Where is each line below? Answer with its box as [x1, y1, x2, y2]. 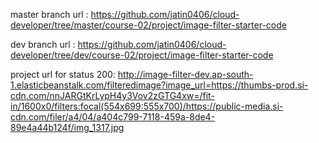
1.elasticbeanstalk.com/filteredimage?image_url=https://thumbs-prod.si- [10, 79, 309, 91]
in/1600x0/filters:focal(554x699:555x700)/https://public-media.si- [10, 100, 284, 112]
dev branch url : [10, 39, 76, 50]
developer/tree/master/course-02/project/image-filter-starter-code [10, 19, 287, 31]
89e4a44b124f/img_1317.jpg [10, 122, 125, 133]
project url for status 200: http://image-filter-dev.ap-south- [10, 69, 254, 80]
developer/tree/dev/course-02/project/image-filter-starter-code [10, 49, 274, 61]
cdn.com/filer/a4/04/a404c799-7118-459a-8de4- [10, 111, 216, 123]
